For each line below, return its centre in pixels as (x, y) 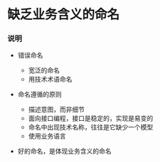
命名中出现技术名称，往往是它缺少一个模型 (91, 127)
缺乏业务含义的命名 (64, 15)
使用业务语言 (47, 136)
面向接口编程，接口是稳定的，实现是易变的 (91, 119)
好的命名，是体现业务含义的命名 (64, 151)
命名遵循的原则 (39, 94)
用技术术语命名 (50, 80)
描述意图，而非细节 (57, 109)
